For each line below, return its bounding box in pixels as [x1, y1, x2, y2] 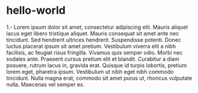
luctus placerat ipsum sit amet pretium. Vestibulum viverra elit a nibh [6, 43, 176, 50]
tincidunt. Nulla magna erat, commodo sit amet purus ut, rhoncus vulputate [6, 74, 193, 82]
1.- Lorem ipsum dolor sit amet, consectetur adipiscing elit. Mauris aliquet [6, 23, 188, 31]
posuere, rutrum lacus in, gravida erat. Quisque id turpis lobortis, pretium [6, 61, 187, 69]
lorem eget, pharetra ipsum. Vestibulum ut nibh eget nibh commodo [6, 68, 174, 75]
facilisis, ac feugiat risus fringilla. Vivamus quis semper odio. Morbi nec [6, 49, 183, 56]
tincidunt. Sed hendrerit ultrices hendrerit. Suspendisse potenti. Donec [6, 36, 182, 43]
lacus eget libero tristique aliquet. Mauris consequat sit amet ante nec [6, 29, 179, 37]
